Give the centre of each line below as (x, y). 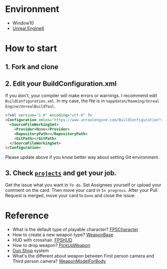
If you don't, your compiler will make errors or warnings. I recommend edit (81, 96)
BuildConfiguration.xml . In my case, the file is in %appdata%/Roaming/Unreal (82, 101)
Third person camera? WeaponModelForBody (59, 261)
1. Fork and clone (32, 67)
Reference (27, 216)
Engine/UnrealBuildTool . (30, 106)
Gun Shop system (31, 251)
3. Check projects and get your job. (61, 173)
